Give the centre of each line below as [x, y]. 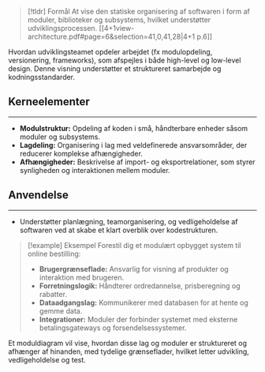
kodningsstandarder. [42, 77]
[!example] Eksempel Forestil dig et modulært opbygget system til [134, 245]
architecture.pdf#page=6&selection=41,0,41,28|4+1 [111, 36]
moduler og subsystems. [60, 137]
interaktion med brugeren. [82, 277]
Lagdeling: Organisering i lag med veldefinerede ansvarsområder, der [133, 145]
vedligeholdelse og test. [47, 359]
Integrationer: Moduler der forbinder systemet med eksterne [138, 319]
